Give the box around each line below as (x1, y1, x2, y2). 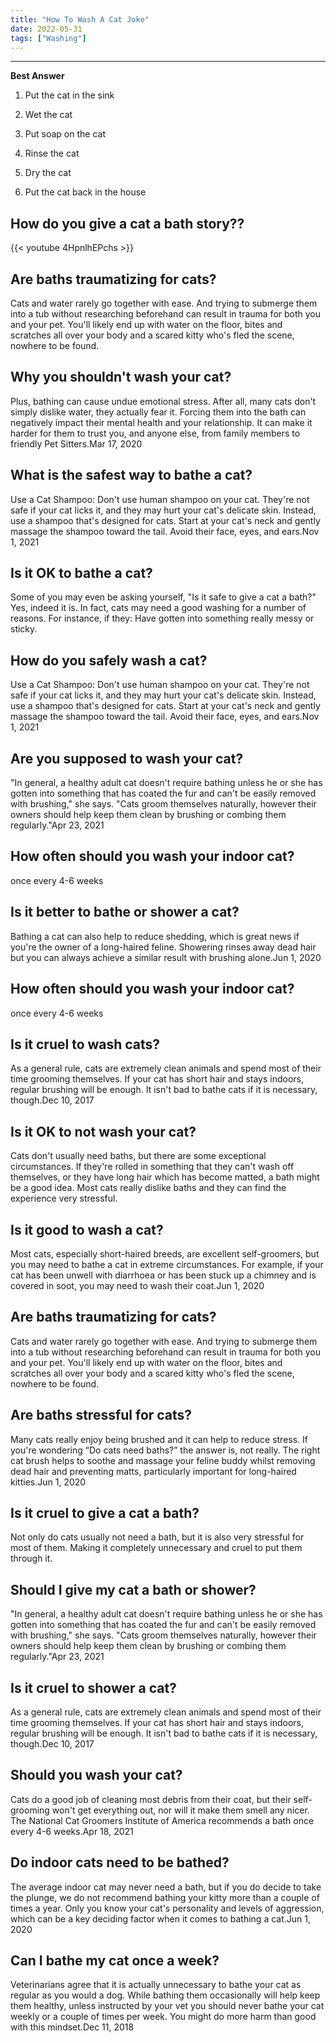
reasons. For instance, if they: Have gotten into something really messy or (10, 612, 315, 625)
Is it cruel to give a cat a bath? (10, 1504, 200, 1521)
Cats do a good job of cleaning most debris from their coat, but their (10, 1793, 292, 1805)
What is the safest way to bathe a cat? (10, 467, 253, 484)
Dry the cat (24, 167, 72, 179)
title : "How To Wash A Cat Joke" (10, 14, 150, 25)
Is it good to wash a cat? (10, 1221, 164, 1238)
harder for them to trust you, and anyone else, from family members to (10, 427, 301, 439)
